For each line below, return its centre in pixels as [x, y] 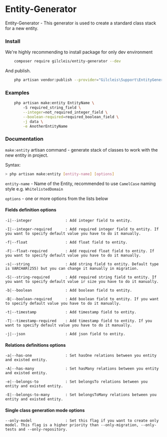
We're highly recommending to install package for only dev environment [79, 52]
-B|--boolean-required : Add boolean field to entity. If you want [82, 299]
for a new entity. [22, 28]
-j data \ [33, 121]
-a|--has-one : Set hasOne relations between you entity [81, 356]
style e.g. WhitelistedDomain [34, 189]
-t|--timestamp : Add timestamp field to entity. [71, 312]
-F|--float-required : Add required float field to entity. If [80, 251]
